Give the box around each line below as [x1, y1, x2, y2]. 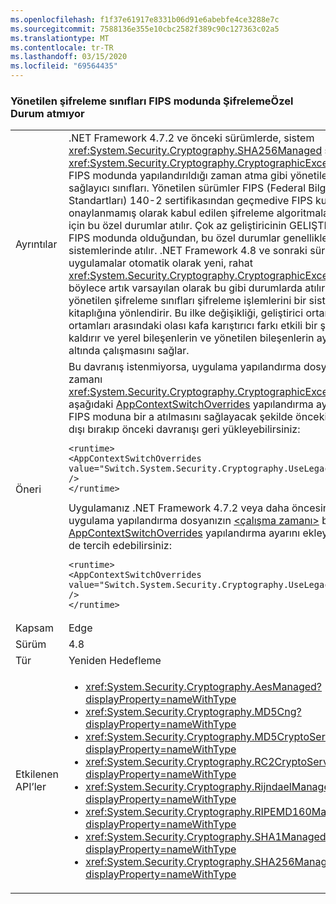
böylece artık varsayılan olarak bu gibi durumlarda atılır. [68, 281, 328, 295]
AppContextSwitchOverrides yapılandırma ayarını [68, 526, 301, 540]
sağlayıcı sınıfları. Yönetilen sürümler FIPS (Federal [68, 181, 306, 195]
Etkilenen [15, 767, 59, 781]
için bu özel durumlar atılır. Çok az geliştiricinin [68, 219, 287, 233]
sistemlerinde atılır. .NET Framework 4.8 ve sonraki [68, 244, 308, 258]
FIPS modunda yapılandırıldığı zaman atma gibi [68, 169, 288, 183]
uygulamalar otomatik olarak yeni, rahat [68, 256, 254, 270]
